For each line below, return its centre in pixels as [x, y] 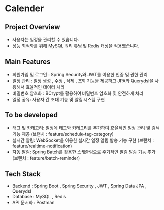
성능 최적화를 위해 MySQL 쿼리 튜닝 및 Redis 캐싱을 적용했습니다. [76, 46]
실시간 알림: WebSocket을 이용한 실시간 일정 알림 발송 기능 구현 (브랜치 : [83, 140]
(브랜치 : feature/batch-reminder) [46, 158]
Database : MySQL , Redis [39, 197]
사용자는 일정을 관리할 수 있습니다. [45, 40]
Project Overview [33, 27]
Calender [25, 9]
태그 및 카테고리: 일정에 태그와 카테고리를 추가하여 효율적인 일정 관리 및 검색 [86, 128]
